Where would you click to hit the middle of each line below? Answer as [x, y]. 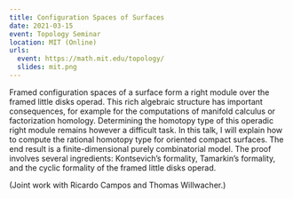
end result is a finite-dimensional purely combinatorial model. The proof [140, 148]
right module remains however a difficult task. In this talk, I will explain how [146, 130]
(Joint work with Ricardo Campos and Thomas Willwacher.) [118, 185]
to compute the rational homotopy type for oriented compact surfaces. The [146, 139]
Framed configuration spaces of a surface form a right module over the [139, 92]
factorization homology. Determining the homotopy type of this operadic [141, 120]
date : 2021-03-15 [41, 26]
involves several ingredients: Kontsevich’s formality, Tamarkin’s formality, [143, 158]
